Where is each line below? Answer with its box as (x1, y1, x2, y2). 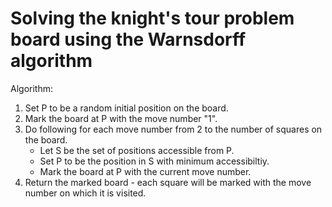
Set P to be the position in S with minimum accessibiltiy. (39, 155, 270, 167)
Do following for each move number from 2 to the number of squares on (24, 123, 323, 135)
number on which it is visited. (24, 187, 147, 199)
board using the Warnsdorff (10, 28, 247, 51)
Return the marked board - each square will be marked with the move (24, 176, 312, 188)
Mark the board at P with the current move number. (39, 165, 252, 177)
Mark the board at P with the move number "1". (24, 112, 218, 124)
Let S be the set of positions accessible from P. (39, 144, 235, 156)
